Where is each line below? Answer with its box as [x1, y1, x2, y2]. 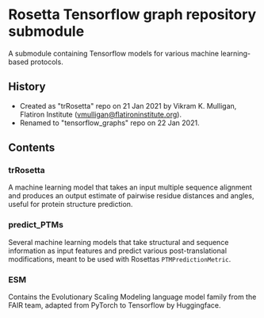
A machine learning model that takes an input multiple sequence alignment [8, 182, 252, 192]
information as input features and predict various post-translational [8, 246, 228, 255]
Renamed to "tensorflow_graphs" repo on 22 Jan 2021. [19, 117, 200, 128]
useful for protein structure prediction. [8, 200, 133, 209]
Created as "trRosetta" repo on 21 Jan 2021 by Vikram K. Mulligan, [19, 101, 237, 110]
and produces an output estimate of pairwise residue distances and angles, [8, 191, 254, 201]
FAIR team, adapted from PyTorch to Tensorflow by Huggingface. [8, 301, 221, 310]
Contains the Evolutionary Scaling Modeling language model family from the [8, 292, 257, 302]
